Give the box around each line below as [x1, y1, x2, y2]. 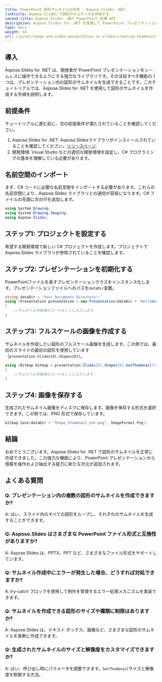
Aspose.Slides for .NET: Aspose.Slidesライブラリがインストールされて [12, 137, 152, 143]
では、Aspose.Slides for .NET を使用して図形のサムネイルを [30, 85, 149, 91]
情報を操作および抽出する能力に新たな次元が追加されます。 [5, 461, 123, 466]
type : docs [5, 25, 27, 30]
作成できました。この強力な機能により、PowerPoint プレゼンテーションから [5, 455, 156, 461]
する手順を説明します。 [9, 91, 55, 97]
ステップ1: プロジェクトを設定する [5, 230, 107, 238]
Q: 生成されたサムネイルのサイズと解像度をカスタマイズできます [5, 646, 155, 653]
